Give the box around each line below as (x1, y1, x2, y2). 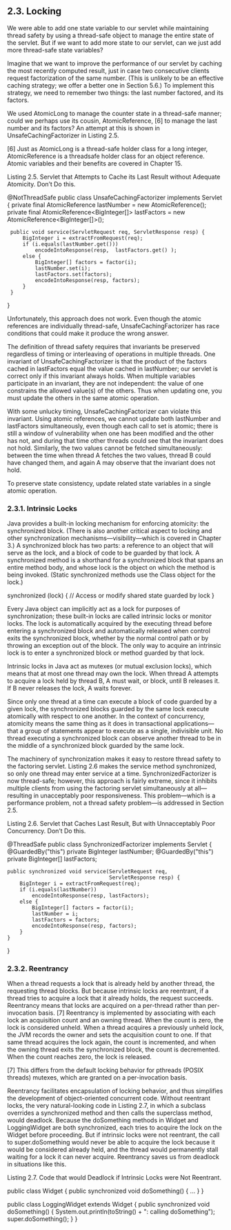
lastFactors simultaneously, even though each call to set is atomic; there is (7, 421, 219, 430)
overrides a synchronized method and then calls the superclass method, (7, 1109, 212, 1117)
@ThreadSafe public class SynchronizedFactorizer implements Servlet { (7, 840, 212, 849)
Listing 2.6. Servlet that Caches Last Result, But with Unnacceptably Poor (7, 820, 216, 828)
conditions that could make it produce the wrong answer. (7, 329, 169, 337)
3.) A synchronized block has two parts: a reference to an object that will (7, 542, 214, 550)
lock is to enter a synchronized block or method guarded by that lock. (7, 648, 205, 657)
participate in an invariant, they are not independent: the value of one (7, 379, 204, 387)
